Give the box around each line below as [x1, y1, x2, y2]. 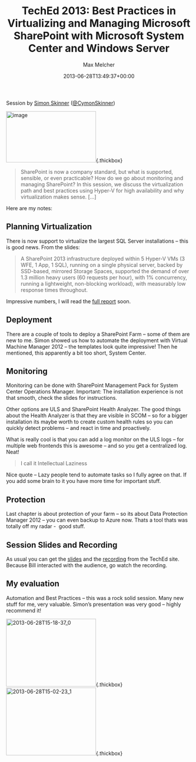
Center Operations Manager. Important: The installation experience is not [6, 388, 184, 395]
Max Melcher [83, 61, 115, 68]
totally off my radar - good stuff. [6, 523, 85, 530]
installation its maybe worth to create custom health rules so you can [6, 418, 174, 425]
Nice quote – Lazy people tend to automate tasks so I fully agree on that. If [6, 471, 187, 478]
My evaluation [6, 579, 60, 589]
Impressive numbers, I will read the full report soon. [6, 297, 131, 304]
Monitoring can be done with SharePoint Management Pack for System [6, 382, 178, 389]
